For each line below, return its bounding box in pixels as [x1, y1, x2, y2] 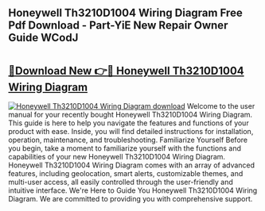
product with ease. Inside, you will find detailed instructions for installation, [8, 127, 254, 136]
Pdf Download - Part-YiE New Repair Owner [8, 19, 228, 33]
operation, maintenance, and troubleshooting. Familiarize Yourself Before [8, 135, 248, 144]
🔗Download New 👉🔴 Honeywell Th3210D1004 [8, 63, 244, 78]
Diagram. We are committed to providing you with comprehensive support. [8, 194, 253, 203]
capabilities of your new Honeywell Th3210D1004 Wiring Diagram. [8, 152, 225, 161]
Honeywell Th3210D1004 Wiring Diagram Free [8, 6, 243, 20]
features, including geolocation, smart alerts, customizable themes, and [8, 169, 244, 178]
